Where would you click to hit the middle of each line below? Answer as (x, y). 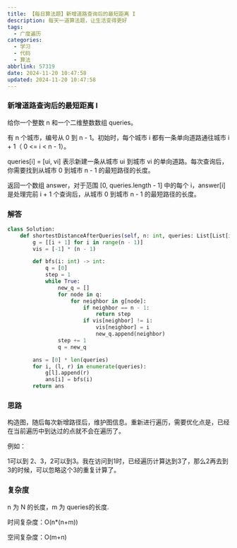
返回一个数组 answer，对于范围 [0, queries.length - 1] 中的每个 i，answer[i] (116, 185)
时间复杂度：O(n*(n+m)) (43, 522)
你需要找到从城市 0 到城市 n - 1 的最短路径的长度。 (81, 170)
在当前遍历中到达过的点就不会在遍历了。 (66, 431)
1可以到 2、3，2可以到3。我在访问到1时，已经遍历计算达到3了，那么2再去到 (118, 461)
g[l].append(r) (67, 373)
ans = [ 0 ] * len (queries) (71, 360)
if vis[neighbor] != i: (118, 321)
